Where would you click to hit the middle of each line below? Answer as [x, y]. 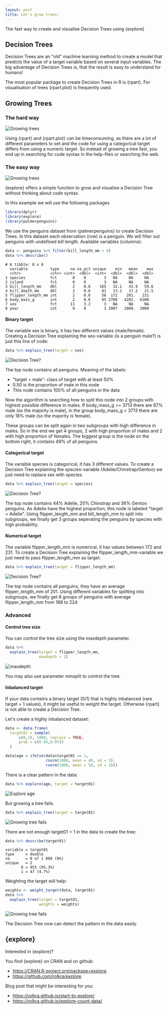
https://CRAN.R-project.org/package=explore [59, 971]
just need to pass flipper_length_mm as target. [53, 558]
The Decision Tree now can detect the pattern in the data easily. [71, 923]
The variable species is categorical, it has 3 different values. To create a [79, 464]
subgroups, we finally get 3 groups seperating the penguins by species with [83, 519]
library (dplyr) [21, 212]
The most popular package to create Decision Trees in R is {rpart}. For [78, 82]
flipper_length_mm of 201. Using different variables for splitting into [75, 591]
